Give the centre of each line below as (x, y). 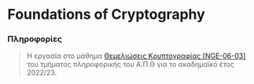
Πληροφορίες (35, 39)
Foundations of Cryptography (106, 15)
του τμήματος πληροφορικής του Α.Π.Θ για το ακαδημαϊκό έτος (131, 64)
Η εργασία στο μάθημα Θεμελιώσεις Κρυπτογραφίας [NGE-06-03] (136, 56)
